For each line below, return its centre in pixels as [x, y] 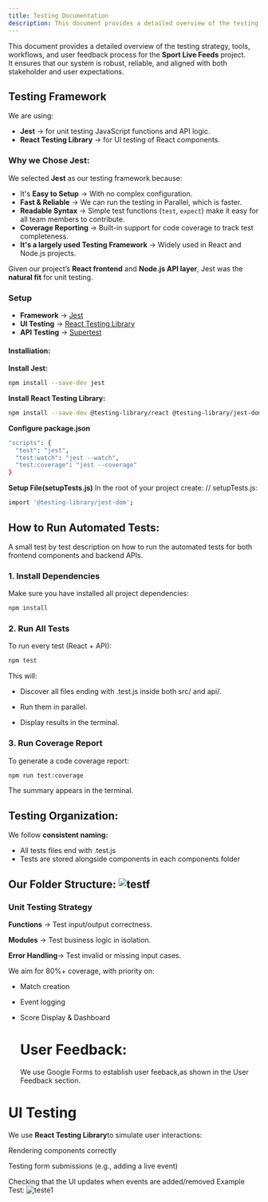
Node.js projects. [48, 253]
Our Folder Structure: [63, 884]
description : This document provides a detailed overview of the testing [134, 23]
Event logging [42, 1002]
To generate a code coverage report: [69, 760]
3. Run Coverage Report [55, 743]
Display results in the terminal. [69, 723]
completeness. [44, 236]
